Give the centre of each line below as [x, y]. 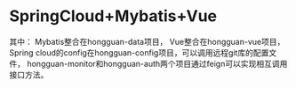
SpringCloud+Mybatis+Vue [113, 16]
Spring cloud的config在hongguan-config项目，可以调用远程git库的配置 [139, 52]
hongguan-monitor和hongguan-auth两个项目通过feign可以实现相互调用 [157, 63]
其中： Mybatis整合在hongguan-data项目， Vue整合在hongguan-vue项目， [147, 41]
